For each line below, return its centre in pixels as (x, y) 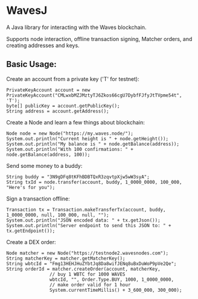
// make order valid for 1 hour (90, 285)
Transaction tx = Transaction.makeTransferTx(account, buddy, (86, 210)
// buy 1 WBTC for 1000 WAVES (87, 274)
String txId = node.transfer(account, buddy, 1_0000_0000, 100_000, (94, 182)
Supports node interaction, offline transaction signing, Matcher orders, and (99, 39)
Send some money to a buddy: (44, 166)
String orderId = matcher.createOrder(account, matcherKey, (84, 269)
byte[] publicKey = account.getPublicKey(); (63, 106)
